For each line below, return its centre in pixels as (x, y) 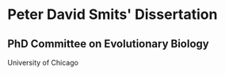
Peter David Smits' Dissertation (113, 15)
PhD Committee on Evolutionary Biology (108, 44)
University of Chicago (43, 62)
